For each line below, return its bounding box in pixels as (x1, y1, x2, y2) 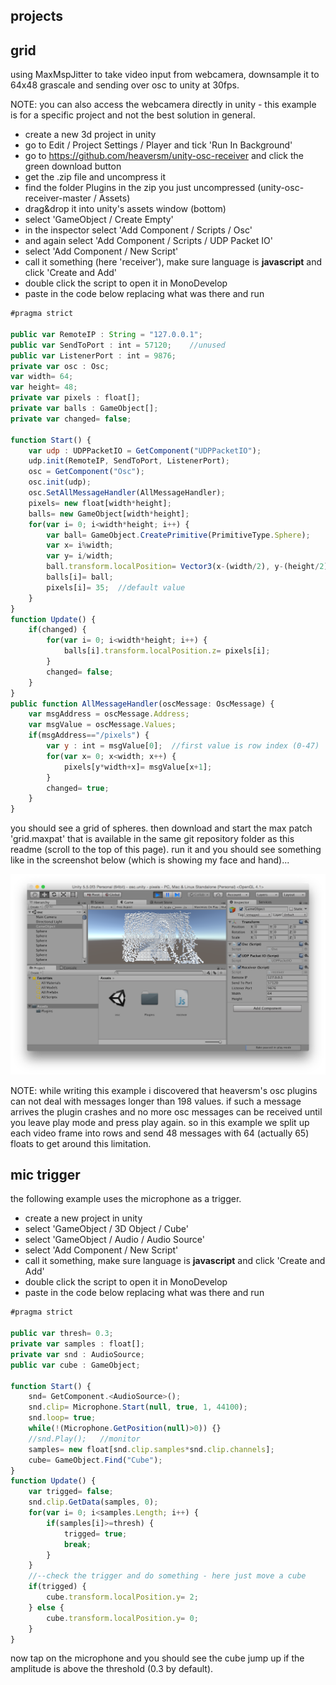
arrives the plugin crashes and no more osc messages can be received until (10, 1105, 323, 1118)
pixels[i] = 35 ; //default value (46, 582, 186, 593)
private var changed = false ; (10, 414, 132, 424)
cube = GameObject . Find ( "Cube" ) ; (28, 1455, 163, 1465)
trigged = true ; (63, 1529, 128, 1539)
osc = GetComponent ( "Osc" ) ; (28, 467, 145, 477)
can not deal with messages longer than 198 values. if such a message (10, 1095, 302, 1107)
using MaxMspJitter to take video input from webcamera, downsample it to (10, 69, 320, 81)
